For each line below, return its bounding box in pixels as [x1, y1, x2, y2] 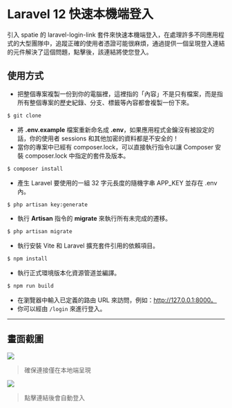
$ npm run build [7, 283, 54, 290]
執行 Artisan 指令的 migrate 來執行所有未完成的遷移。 [17, 214, 171, 223]
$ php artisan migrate [7, 228, 72, 235]
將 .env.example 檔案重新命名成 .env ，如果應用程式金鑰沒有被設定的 [17, 125, 215, 133]
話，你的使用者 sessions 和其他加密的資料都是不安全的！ [17, 134, 180, 142]
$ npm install [7, 255, 48, 263]
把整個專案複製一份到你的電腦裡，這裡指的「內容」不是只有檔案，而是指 [17, 89, 223, 98]
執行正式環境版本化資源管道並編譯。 [17, 269, 121, 277]
